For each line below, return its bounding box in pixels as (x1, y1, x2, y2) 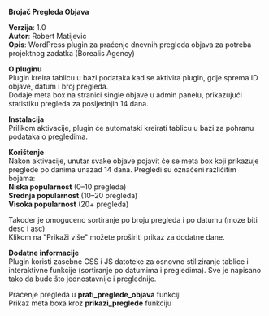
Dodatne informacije (8, 248, 80, 258)
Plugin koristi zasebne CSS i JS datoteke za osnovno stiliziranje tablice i (8, 257, 249, 266)
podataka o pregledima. (8, 132, 88, 141)
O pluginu (8, 64, 42, 74)
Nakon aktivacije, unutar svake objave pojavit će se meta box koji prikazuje (8, 156, 259, 166)
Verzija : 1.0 (8, 23, 46, 32)
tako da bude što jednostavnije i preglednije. (8, 274, 157, 284)
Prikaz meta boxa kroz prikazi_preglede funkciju (8, 298, 172, 308)
